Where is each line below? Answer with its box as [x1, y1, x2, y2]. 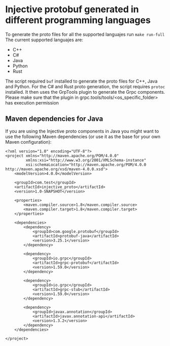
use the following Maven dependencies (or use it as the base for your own [5, 134, 161, 140]
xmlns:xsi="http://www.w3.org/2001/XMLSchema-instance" [25, 157, 146, 163]
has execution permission [5, 99, 59, 105]
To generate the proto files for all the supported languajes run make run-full [5, 31, 165, 37]
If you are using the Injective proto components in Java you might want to [5, 128, 159, 134]
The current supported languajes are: [5, 37, 84, 43]
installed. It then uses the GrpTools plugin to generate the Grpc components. [5, 89, 165, 95]
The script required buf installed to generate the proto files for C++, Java [5, 78, 158, 84]
